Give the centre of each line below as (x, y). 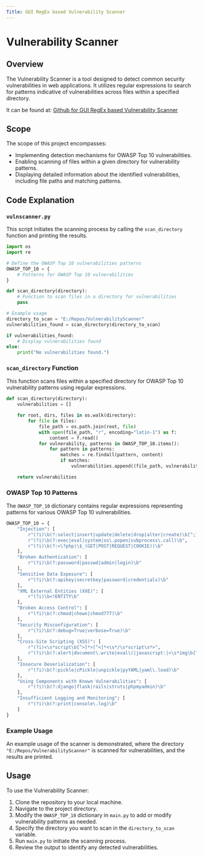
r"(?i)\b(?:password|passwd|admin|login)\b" (85, 563)
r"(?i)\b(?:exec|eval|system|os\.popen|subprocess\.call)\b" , (108, 540)
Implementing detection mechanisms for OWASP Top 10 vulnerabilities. (103, 155)
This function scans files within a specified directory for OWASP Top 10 (95, 381)
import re (19, 252)
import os (19, 247)
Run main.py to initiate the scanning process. (71, 841)
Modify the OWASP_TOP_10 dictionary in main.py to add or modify (93, 815)
